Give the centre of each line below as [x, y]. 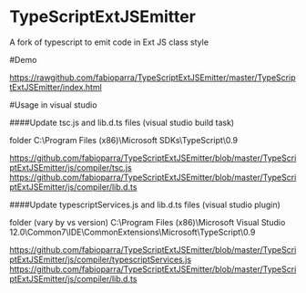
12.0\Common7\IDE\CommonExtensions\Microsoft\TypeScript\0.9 [133, 232]
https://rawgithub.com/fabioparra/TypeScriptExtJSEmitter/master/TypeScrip [153, 77]
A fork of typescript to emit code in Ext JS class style [109, 42]
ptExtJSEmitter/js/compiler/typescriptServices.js [101, 259]
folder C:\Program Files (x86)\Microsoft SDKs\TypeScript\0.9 [124, 140]
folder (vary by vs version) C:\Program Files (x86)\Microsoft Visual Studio [148, 222]
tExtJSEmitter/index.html [56, 87]
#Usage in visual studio [53, 105]
